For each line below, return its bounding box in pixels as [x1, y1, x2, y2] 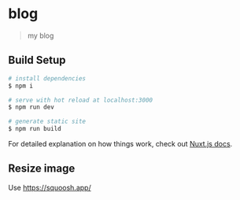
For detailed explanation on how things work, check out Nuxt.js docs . [8, 139, 233, 148]
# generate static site [8, 117, 87, 126]
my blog [27, 31, 54, 40]
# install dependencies [8, 74, 87, 83]
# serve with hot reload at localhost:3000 [8, 96, 153, 104]
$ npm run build [8, 125, 61, 133]
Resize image [8, 162, 76, 176]
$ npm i [8, 82, 34, 90]
